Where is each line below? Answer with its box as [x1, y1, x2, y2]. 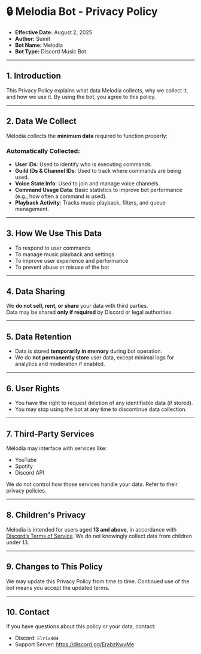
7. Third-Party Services [6, 428, 95, 439]
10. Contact [6, 607, 50, 617]
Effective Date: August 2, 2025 [14, 28, 93, 36]
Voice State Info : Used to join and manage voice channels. [14, 179, 160, 187]
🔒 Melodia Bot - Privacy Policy [6, 5, 158, 19]
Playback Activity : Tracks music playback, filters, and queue [14, 199, 166, 206]
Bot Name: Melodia [14, 41, 63, 49]
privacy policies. [6, 487, 47, 494]
